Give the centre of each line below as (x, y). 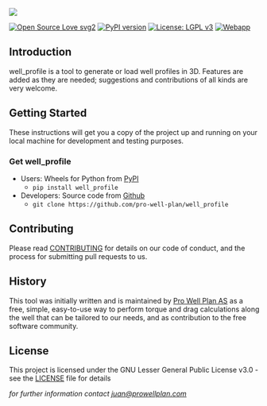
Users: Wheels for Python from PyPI (79, 178)
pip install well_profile (75, 188)
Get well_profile (40, 161)
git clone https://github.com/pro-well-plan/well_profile (130, 204)
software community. (44, 326)
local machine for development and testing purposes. (97, 141)
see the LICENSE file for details (60, 378)
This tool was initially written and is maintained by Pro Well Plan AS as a (126, 300)
